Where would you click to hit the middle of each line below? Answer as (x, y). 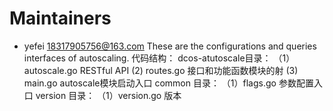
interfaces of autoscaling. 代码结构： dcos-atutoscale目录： (147, 58)
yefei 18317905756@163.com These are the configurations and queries (170, 46)
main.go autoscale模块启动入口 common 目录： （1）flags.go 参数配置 (168, 83)
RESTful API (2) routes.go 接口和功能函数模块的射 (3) (189, 70)
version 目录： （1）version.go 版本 (108, 95)
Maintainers (60, 18)
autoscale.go (50, 70)
